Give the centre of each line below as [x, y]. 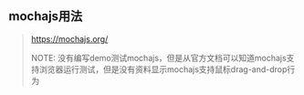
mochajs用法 [46, 16]
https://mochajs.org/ [69, 38]
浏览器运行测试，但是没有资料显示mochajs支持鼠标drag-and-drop [163, 69]
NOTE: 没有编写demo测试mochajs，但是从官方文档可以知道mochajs [158, 58]
